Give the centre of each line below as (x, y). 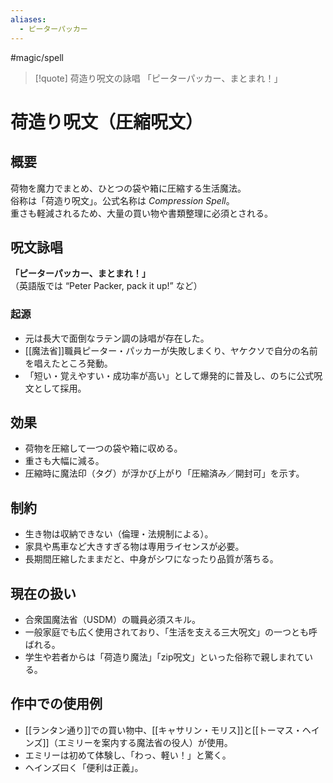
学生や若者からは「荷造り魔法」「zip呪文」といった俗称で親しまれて (164, 657)
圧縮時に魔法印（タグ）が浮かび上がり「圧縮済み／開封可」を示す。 (164, 473)
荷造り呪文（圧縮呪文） (107, 122)
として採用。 (60, 388)
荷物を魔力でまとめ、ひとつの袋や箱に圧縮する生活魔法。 (128, 188)
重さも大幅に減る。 (64, 461)
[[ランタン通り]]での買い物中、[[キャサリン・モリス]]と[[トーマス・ (163, 730)
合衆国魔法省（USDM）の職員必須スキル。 (112, 620)
